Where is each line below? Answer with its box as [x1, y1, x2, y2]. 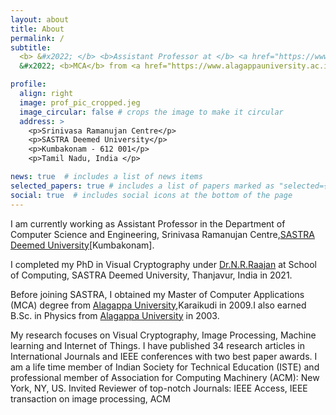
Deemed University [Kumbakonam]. [10, 239, 155, 251]
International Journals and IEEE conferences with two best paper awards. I [10, 350, 318, 362]
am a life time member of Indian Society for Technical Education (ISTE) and [10, 361, 320, 373]
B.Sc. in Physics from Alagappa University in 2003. [10, 309, 220, 321]
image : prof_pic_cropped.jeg [19, 97, 141, 108]
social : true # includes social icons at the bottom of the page [10, 190, 293, 200]
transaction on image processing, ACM [10, 392, 171, 405]
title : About [10, 24, 65, 34]
